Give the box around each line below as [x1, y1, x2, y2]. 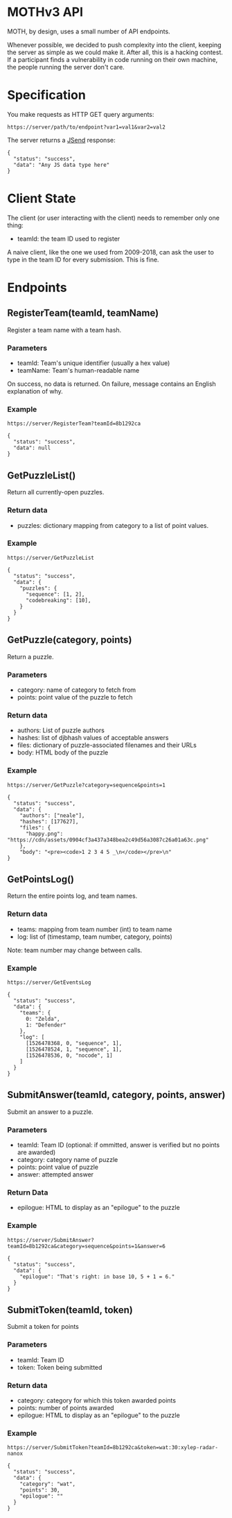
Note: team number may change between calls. [7, 946, 143, 954]
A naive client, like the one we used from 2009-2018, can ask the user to [7, 248, 215, 256]
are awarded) [17, 1148, 56, 1156]
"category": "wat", [19, 1480, 76, 1488]
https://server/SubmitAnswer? [7, 1236, 95, 1243]
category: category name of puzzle [17, 1156, 118, 1164]
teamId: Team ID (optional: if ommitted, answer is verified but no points [17, 1141, 220, 1149]
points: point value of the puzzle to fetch [17, 693, 133, 701]
